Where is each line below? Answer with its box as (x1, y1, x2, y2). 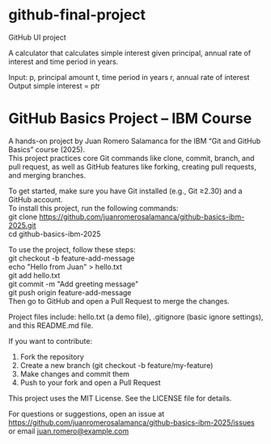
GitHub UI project (8, 32, 66, 42)
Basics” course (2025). (8, 144, 86, 154)
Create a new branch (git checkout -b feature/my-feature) (19, 360, 214, 370)
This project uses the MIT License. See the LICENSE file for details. (8, 393, 232, 403)
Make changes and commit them (19, 369, 130, 378)
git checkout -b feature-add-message (8, 253, 135, 263)
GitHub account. (8, 194, 63, 204)
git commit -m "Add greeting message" (8, 279, 139, 289)
